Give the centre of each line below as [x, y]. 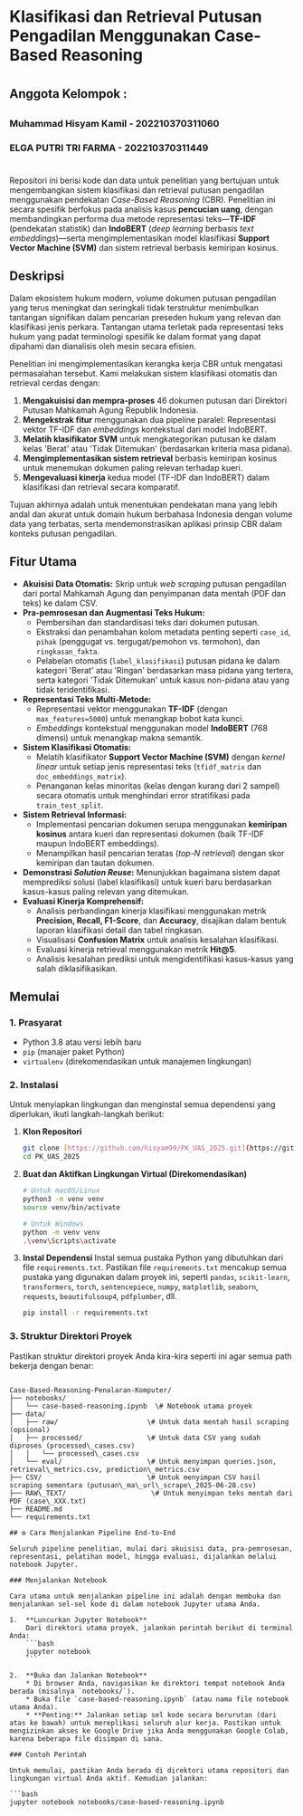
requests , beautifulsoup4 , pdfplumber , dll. [100, 1296]
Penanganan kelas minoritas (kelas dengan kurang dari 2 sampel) [158, 786]
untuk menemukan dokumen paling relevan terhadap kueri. [133, 467]
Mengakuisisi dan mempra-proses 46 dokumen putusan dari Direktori [155, 400]
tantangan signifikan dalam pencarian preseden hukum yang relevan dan [145, 317]
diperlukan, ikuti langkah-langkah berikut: [87, 1114]
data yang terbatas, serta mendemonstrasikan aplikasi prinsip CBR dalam [146, 523]
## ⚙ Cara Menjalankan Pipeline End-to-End [93, 1533]
